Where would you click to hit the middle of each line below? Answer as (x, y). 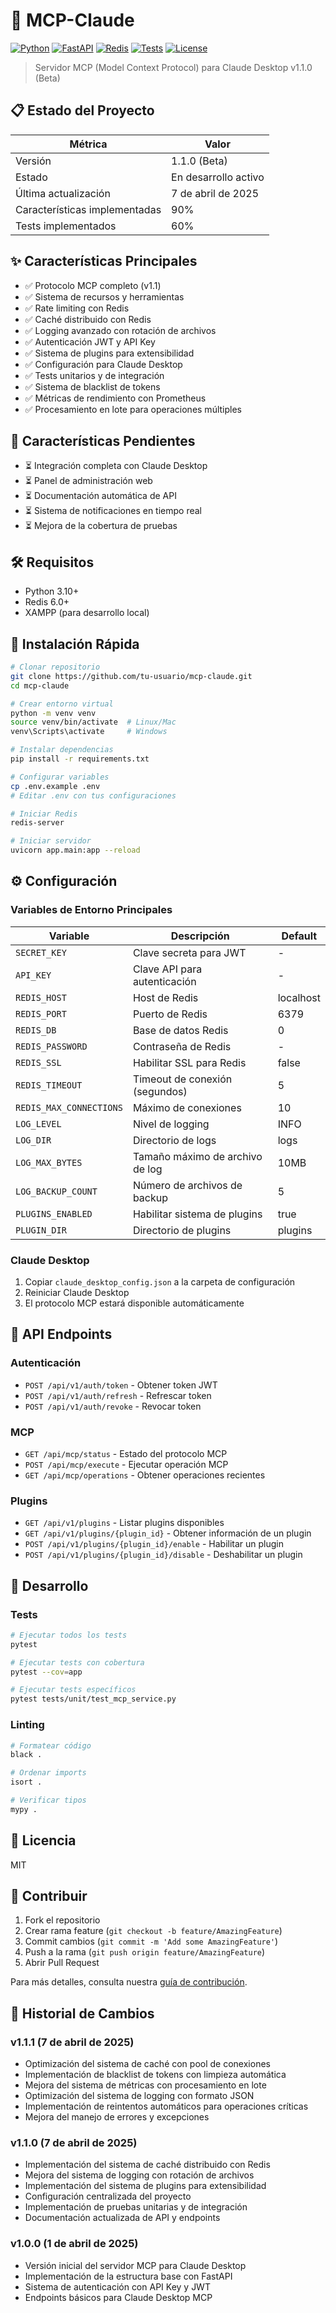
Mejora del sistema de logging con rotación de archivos (139, 2175)
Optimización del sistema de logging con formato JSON (139, 2096)
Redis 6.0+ (47, 602)
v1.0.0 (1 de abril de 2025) (74, 2244)
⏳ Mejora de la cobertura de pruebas (101, 526)
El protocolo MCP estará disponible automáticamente (134, 1303)
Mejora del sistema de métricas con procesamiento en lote (145, 2085)
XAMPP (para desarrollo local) (87, 613)
